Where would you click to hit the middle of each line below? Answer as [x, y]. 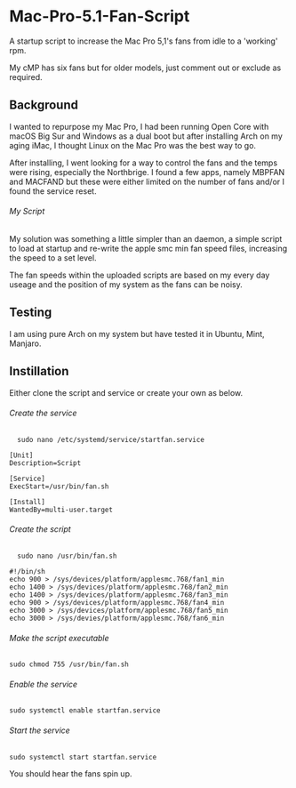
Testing [31, 313]
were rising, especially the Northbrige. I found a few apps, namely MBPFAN [147, 172]
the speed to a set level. [53, 257]
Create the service [43, 413]
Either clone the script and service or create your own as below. [126, 392]
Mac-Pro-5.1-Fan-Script [100, 16]
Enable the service [44, 684]
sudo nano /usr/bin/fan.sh [67, 556]
